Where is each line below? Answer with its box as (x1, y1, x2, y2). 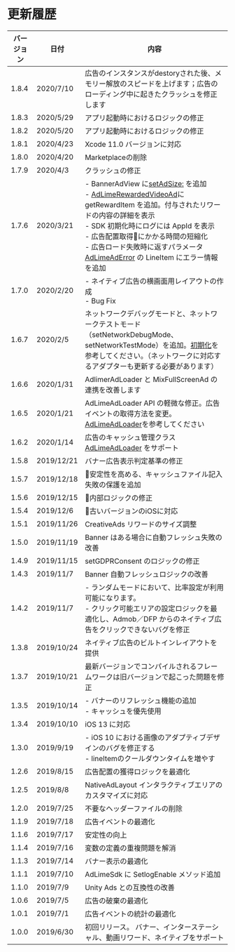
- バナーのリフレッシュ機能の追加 (85, 696, 197, 706)
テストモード (99, 319, 141, 329)
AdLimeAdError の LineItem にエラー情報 (85, 252, 218, 262)
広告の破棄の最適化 (85, 896, 148, 906)
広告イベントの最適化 (85, 817, 155, 826)
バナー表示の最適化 (85, 856, 148, 866)
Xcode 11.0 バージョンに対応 (85, 139, 182, 149)
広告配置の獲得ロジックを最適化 (85, 767, 190, 776)
